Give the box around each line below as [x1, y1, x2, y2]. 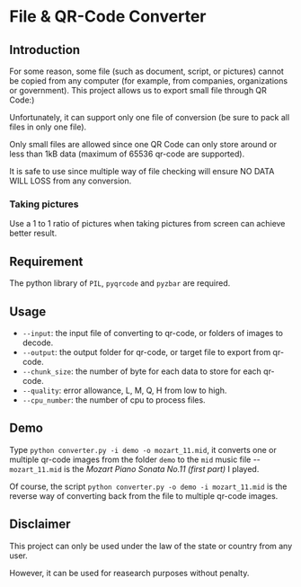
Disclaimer [9, 517, 71, 532]
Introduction [9, 42, 81, 58]
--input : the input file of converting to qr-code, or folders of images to [22, 327, 283, 338]
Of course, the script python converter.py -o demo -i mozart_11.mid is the [9, 481, 288, 492]
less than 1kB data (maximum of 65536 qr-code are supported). [9, 148, 245, 159]
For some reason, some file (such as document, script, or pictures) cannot [9, 66, 285, 76]
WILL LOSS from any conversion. [9, 175, 132, 186]
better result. [9, 227, 58, 239]
